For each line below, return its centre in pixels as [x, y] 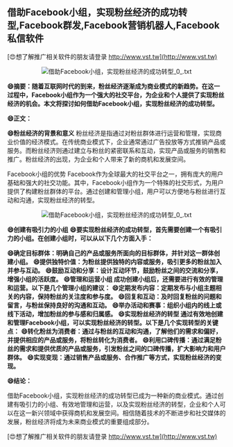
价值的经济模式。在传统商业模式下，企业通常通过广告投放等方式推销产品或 [119, 142]
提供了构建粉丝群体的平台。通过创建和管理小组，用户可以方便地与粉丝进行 [113, 191]
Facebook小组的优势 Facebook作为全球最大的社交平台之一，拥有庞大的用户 [115, 174]
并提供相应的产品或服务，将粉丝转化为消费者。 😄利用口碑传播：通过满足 [112, 340]
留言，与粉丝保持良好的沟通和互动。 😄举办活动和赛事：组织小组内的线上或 [114, 305]
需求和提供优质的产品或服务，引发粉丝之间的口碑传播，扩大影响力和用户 [122, 348]
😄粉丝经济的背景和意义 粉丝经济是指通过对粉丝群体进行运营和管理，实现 [112, 133]
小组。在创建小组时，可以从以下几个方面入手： [86, 238]
